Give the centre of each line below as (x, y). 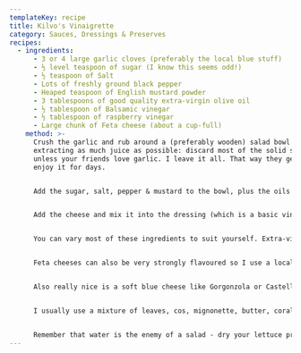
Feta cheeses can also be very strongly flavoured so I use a (151, 263)
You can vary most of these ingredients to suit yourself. (145, 239)
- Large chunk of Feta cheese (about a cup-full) (127, 126)
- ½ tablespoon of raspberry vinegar (103, 117)
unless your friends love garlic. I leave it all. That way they (157, 159)
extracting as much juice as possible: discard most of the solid (159, 150)
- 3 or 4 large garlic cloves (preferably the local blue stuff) (157, 59)
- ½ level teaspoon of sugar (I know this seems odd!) (138, 68)
